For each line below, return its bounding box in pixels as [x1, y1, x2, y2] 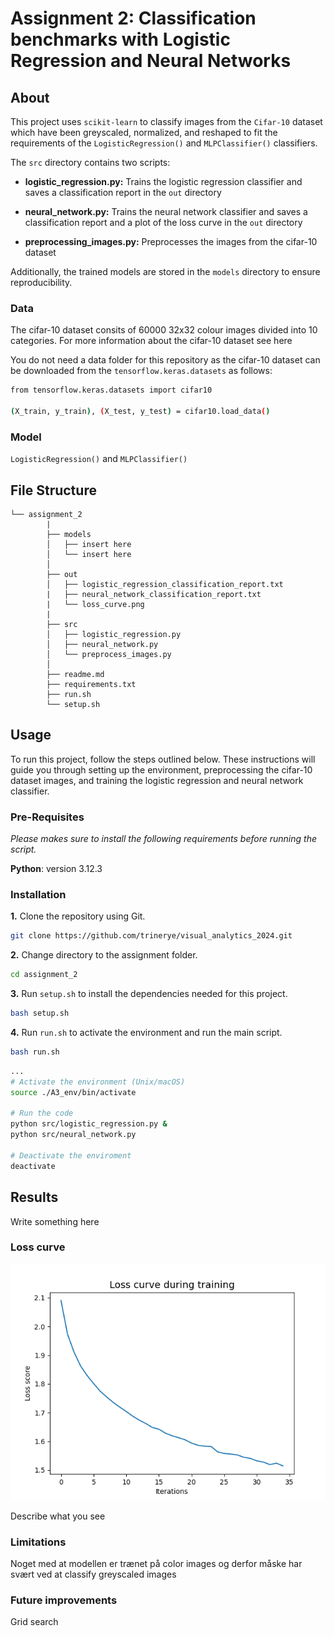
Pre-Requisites [10, 810, 85, 824]
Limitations [10, 1535, 67, 1549]
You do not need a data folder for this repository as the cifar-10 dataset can [10, 354, 321, 366]
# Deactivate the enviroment [10, 1150, 132, 1161]
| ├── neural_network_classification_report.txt [46, 590, 262, 600]
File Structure [10, 482, 97, 499]
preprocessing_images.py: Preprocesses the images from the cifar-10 [24, 236, 318, 247]
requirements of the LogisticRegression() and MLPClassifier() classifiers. [10, 137, 318, 149]
